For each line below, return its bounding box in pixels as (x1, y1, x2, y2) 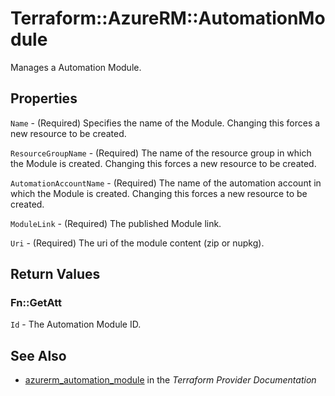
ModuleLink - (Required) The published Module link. (10, 217, 222, 229)
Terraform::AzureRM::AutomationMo (10, 7, 326, 30)
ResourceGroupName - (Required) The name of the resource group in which (10, 147, 312, 159)
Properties (10, 90, 78, 107)
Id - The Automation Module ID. (10, 318, 142, 331)
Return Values (10, 266, 101, 283)
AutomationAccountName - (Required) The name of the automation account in (10, 177, 322, 189)
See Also (10, 347, 67, 364)
